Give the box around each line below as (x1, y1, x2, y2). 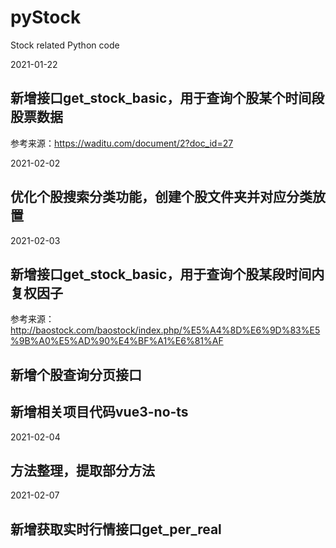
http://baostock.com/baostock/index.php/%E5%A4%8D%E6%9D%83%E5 (10, 324, 321, 336)
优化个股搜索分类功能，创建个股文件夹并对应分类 (10, 189, 313, 206)
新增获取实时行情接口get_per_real (10, 521, 222, 538)
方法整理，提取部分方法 (10, 462, 155, 479)
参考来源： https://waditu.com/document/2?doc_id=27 (10, 137, 234, 149)
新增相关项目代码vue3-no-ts (10, 404, 189, 421)
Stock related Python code (10, 39, 120, 51)
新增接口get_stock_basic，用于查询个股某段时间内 (10, 266, 325, 283)
